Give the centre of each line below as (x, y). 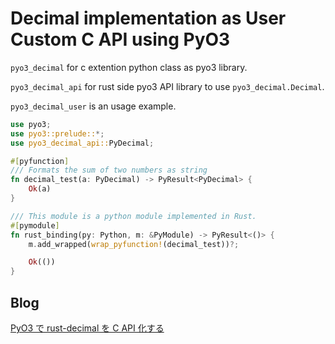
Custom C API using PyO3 (120, 39)
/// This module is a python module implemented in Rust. (133, 216)
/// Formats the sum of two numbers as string (109, 170)
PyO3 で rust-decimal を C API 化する (87, 328)
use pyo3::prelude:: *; (57, 133)
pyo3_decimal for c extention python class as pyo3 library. (129, 67)
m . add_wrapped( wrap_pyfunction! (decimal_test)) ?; (134, 244)
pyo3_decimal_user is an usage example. (93, 106)
